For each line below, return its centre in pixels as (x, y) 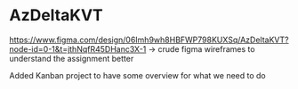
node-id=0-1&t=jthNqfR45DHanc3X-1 (78, 48)
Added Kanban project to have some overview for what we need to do (137, 75)
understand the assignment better (72, 58)
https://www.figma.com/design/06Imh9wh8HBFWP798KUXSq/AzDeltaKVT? (149, 40)
